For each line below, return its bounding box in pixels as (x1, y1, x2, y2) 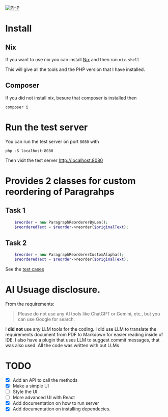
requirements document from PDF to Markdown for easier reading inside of (5, 332, 163, 337)
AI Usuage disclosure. (5, 284, 101, 296)
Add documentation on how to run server (12, 400, 99, 406)
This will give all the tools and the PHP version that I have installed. (5, 66, 145, 72)
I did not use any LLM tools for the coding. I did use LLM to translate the (5, 326, 157, 332)
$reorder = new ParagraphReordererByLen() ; (14, 219, 108, 225)
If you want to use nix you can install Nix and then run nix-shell (5, 57, 140, 62)
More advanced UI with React (12, 395, 75, 401)
